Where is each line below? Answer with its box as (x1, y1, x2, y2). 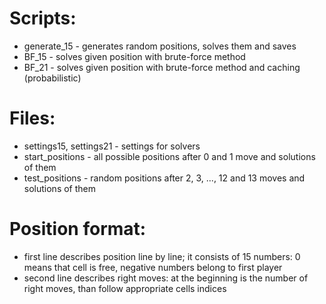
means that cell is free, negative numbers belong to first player (23, 261, 283, 273)
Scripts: (9, 7, 77, 30)
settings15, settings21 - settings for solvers (23, 140, 201, 152)
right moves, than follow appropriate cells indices (23, 282, 227, 294)
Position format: (9, 218, 147, 241)
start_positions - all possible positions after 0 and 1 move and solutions (23, 150, 316, 162)
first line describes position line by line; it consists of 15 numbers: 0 (23, 250, 301, 262)
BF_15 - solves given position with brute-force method (23, 50, 246, 62)
